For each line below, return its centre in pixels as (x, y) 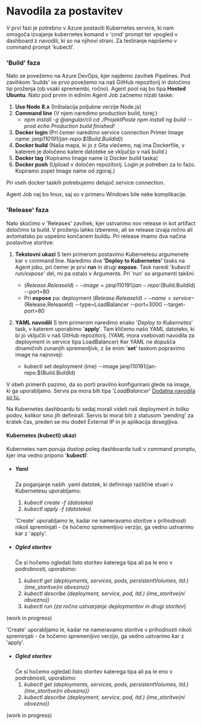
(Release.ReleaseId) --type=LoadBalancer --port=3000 (93, 304)
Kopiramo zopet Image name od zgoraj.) (65, 171)
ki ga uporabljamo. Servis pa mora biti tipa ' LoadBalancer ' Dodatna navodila (101, 391)
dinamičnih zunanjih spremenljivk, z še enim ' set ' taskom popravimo (100, 348)
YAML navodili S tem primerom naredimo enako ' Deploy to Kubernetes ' (104, 322)
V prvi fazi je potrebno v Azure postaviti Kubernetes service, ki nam (90, 28)
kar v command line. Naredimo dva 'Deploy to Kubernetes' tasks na (100, 260)
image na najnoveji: (39, 354)
